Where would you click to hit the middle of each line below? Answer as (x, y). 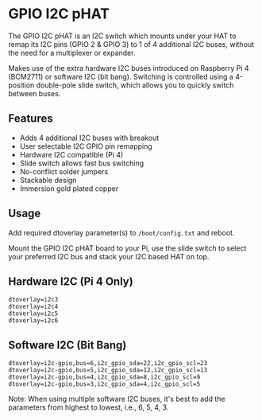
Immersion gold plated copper (69, 189)
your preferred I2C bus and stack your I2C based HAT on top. (109, 256)
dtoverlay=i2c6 (33, 321)
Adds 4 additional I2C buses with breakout (89, 138)
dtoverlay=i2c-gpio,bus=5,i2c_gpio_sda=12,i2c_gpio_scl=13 (108, 371)
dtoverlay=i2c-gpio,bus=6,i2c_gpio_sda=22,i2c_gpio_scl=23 (108, 364)
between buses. (35, 93)
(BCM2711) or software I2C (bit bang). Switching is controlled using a (121, 76)
